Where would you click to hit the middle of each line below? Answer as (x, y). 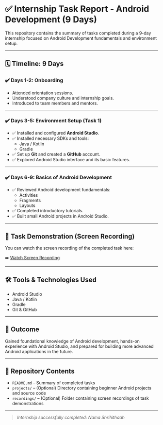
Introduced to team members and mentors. (55, 103)
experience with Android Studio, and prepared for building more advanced (79, 346)
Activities (29, 195)
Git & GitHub (24, 309)
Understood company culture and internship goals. (63, 98)
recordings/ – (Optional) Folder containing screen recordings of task (81, 398)
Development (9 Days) (51, 20)
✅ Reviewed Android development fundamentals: (61, 190)
